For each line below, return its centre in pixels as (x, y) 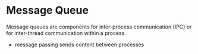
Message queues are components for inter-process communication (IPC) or (99, 27)
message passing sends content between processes (79, 45)
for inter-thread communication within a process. (66, 33)
